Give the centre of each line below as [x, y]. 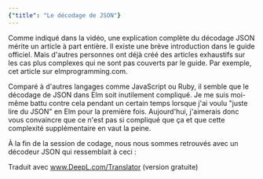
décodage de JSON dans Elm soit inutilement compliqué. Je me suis [119, 94]
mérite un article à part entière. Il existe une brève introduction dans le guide [131, 46]
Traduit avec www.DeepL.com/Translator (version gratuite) [103, 166]
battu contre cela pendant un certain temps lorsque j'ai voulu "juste [139, 103]
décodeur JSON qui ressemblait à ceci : [73, 152]
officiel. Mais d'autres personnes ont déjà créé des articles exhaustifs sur [127, 54]
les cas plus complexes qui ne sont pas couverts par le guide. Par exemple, [130, 63]
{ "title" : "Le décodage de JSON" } [65, 15]
